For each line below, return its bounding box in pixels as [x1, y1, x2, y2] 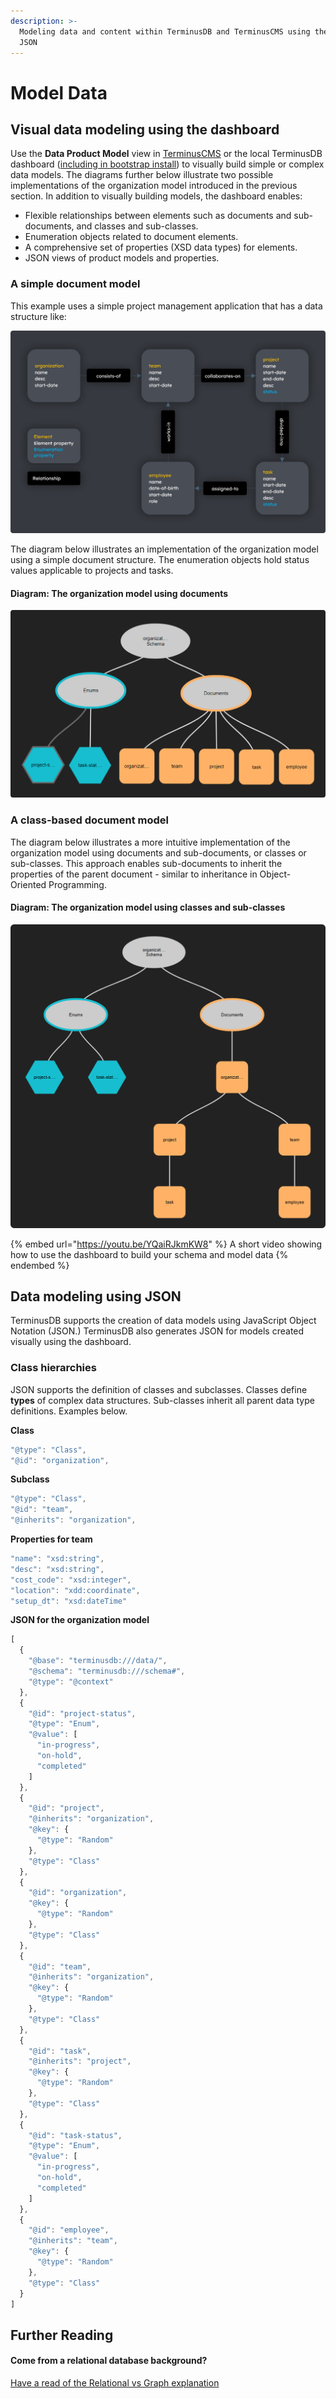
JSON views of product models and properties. [24, 252, 220, 264]
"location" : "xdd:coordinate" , [10, 1585, 141, 1595]
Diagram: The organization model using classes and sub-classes [10, 901, 286, 914]
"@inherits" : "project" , [28, 2056, 132, 2067]
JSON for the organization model [10, 1614, 150, 1626]
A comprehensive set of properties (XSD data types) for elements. [24, 241, 298, 254]
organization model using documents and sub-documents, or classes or [10, 846, 307, 859]
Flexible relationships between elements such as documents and [24, 210, 292, 222]
